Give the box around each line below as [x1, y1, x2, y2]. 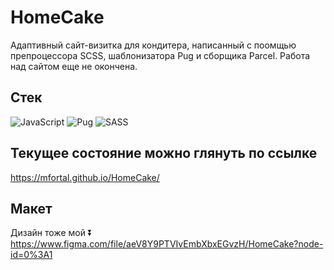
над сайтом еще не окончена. [10, 60, 138, 72]
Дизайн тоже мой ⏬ [10, 227, 93, 239]
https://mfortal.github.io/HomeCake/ [10, 171, 160, 183]
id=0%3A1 [10, 249, 53, 261]
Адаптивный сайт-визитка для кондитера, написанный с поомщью [10, 39, 297, 51]
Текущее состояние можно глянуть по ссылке [10, 145, 318, 162]
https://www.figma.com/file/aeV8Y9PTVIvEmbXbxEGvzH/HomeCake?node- [10, 238, 324, 250]
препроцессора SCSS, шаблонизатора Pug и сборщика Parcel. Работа [10, 49, 311, 61]
